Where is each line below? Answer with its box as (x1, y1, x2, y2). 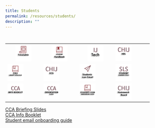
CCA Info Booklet (5, 112, 42, 118)
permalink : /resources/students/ (5, 13, 76, 19)
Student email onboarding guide (5, 117, 72, 123)
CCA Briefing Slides (5, 106, 47, 112)
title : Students (5, 8, 40, 13)
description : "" (5, 19, 40, 24)
